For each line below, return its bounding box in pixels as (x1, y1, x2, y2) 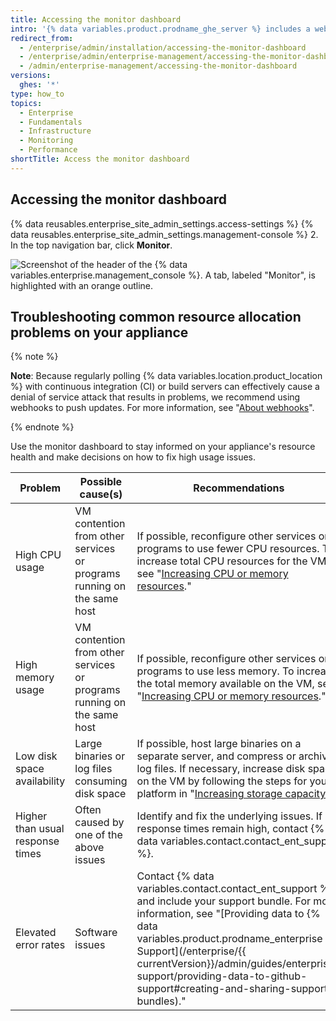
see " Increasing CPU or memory (136, 567, 289, 581)
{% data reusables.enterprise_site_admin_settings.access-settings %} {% (10, 217, 314, 230)
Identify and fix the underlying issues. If (136, 809, 323, 823)
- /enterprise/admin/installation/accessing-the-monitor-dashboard (19, 42, 307, 53)
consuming (74, 774, 128, 788)
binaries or (74, 749, 126, 763)
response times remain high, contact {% (136, 822, 325, 836)
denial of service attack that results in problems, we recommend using (10, 391, 301, 403)
